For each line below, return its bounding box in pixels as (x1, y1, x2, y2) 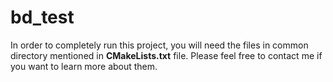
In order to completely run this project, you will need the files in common (10, 39, 309, 51)
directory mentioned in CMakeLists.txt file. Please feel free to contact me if (10, 49, 323, 61)
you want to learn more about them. (10, 60, 158, 72)
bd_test (10, 6, 75, 29)
